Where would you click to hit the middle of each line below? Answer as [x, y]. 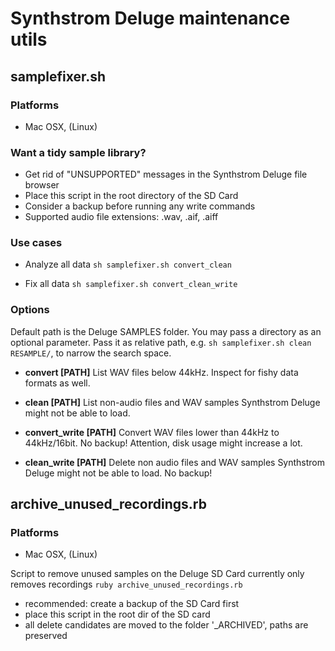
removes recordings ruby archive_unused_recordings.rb [126, 584]
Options [30, 310]
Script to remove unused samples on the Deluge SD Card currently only [157, 574]
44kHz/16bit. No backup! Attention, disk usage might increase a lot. [163, 443]
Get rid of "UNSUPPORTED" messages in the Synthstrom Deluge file [166, 174]
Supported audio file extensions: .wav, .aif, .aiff [121, 217]
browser [42, 185]
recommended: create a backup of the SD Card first [132, 604]
